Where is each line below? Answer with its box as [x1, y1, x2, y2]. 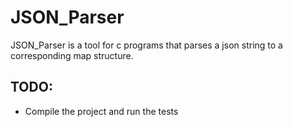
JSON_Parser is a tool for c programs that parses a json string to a [10, 39, 283, 51]
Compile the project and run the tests [24, 105, 179, 117]
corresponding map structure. [10, 49, 134, 61]
